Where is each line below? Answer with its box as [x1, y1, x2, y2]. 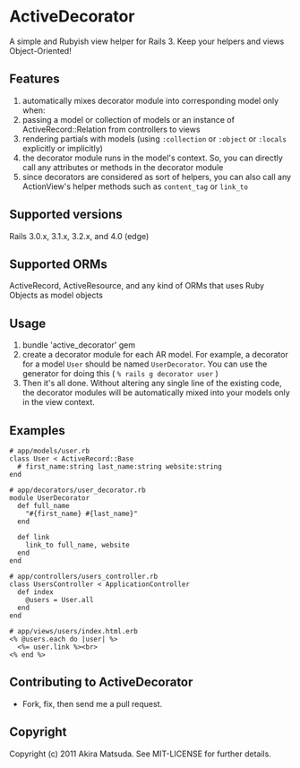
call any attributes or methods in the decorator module [21, 161, 224, 172]
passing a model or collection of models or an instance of [21, 114, 236, 125]
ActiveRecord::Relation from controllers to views [21, 124, 201, 134]
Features [9, 72, 60, 87]
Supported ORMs [9, 256, 107, 272]
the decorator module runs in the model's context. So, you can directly [21, 152, 284, 163]
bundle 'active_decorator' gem [21, 340, 136, 350]
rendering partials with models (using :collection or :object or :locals [21, 133, 287, 144]
